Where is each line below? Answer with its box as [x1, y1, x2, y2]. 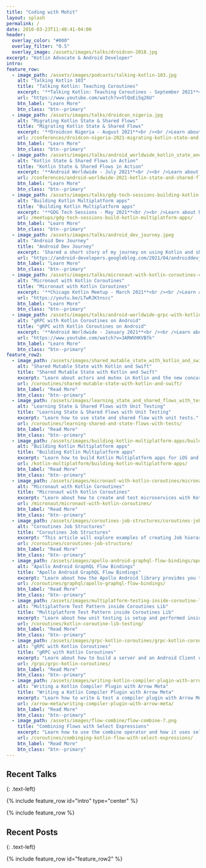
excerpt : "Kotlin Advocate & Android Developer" [6, 55, 133, 61]
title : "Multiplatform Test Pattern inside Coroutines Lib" [17, 609, 174, 615]
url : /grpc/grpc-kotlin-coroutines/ [17, 660, 112, 667]
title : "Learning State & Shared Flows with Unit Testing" [17, 409, 172, 416]
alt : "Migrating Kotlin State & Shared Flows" [17, 117, 139, 124]
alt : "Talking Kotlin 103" [17, 77, 86, 84]
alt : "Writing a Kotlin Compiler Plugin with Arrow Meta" [17, 684, 169, 690]
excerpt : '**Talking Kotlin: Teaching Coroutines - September [17, 89, 180, 95]
